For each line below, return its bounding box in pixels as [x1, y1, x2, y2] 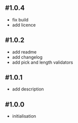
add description [12, 86, 44, 92]
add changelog [12, 54, 43, 60]
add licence [12, 22, 36, 28]
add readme [12, 49, 37, 55]
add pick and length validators [12, 59, 73, 65]
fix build [12, 17, 29, 22]
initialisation [12, 113, 37, 119]
